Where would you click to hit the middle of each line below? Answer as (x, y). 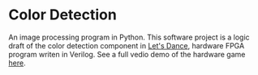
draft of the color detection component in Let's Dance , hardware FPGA (127, 45)
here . (17, 63)
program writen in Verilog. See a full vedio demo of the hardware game (127, 54)
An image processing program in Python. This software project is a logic (129, 37)
